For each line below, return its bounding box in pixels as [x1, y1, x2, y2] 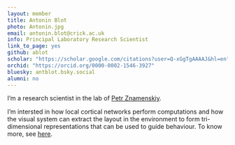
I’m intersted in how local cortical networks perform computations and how [7, 107, 224, 116]
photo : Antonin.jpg [7, 23, 64, 30]
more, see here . [7, 130, 53, 138]
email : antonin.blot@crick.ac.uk [7, 29, 105, 37]
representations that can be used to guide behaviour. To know [43, 123, 222, 131]
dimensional [7, 123, 43, 131]
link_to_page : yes [7, 43, 61, 49]
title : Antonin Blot [7, 17, 68, 24]
